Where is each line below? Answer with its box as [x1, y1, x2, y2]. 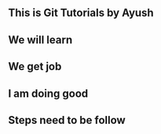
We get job [8, 60, 62, 73]
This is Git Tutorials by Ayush [8, 6, 155, 20]
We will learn [8, 33, 73, 47]
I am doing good [8, 87, 89, 100]
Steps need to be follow [8, 114, 126, 127]
